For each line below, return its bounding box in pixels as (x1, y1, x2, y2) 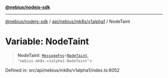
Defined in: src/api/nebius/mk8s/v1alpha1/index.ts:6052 (5, 67, 120, 73)
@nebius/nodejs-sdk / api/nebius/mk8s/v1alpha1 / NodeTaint (5, 18, 130, 24)
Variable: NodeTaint (5, 36, 89, 47)
